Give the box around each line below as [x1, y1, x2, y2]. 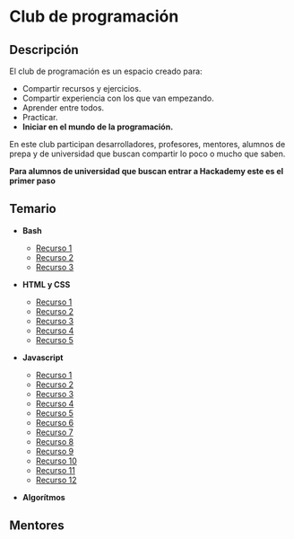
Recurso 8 [35, 436, 74, 446]
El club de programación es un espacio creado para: [9, 66, 203, 76]
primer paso [9, 175, 56, 186]
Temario [9, 201, 56, 216]
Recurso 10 [35, 455, 78, 466]
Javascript [22, 352, 64, 363]
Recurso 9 [35, 446, 74, 456]
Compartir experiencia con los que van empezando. [22, 93, 214, 103]
